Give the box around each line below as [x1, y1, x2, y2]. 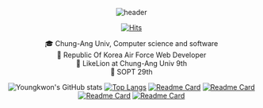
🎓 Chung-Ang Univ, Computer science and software [44, 39, 219, 48]
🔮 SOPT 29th [110, 67, 153, 76]
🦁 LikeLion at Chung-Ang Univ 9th [76, 59, 187, 67]
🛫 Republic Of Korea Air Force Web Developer [56, 50, 207, 60]
